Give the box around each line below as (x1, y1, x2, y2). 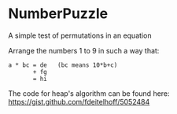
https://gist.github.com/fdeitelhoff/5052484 (8, 97, 150, 106)
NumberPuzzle (8, 5, 109, 23)
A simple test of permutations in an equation (8, 31, 152, 40)
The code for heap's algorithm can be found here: (8, 88, 171, 98)
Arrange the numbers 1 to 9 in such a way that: (8, 46, 160, 55)
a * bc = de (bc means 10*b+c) (8, 61, 118, 69)
